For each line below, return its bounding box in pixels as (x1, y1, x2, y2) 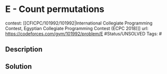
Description (5, 45, 42, 53)
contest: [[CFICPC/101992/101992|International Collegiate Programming (5, 20, 152, 26)
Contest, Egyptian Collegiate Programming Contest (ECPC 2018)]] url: (5, 25, 149, 31)
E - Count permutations (5, 3, 104, 15)
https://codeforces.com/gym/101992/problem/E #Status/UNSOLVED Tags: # (5, 30, 162, 36)
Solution (5, 62, 32, 70)
